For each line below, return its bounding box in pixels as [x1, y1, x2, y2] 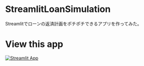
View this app [5, 38, 64, 50]
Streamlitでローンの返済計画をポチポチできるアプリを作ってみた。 [5, 20, 142, 26]
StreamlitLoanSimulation [5, 3, 111, 15]
